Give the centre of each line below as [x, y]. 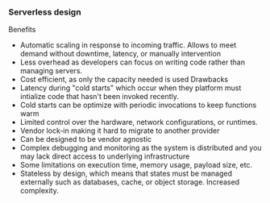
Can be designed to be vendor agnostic [85, 139]
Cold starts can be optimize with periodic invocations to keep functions [138, 105]
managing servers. [51, 71]
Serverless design [45, 12]
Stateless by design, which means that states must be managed [126, 174]
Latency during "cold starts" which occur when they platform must [131, 88]
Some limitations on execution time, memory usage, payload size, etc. [136, 165]
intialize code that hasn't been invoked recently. [100, 97]
